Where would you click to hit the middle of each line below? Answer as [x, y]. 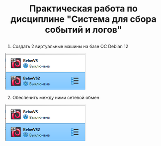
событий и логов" [83, 30]
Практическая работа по [83, 9]
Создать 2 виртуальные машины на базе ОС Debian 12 [70, 46]
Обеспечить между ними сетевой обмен [56, 98]
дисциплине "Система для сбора [83, 19]
